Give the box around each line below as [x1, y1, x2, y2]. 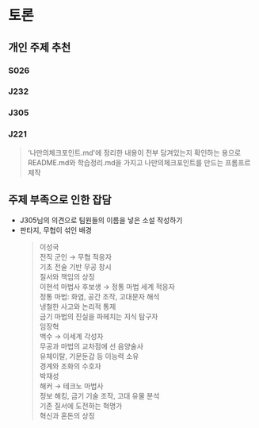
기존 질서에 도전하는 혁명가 [39, 401, 123, 411]
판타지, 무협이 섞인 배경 [19, 226, 93, 235]
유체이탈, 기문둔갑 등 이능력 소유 [39, 352, 139, 361]
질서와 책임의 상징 [39, 272, 95, 282]
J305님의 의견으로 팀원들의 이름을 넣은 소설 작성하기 [19, 215, 183, 226]
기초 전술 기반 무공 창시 [39, 262, 112, 272]
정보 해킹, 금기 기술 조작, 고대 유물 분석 [39, 391, 160, 401]
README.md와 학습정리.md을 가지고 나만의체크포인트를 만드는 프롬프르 [27, 157, 251, 167]
